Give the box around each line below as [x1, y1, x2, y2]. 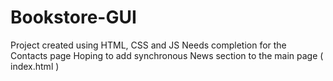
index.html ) [10, 60, 60, 72]
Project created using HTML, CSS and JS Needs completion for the [10, 39, 287, 51]
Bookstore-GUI [10, 6, 137, 29]
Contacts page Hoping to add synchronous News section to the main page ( [10, 49, 324, 61]
